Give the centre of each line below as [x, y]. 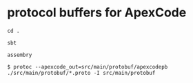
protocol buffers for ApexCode [97, 13]
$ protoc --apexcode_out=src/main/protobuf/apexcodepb [88, 67]
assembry [20, 55]
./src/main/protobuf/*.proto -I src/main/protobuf [81, 73]
